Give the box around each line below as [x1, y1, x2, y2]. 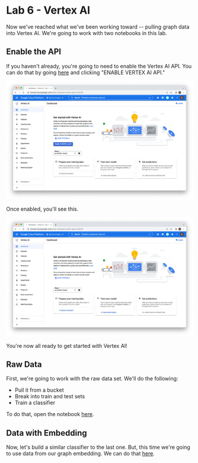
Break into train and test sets [14, 393, 85, 400]
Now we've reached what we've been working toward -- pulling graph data [6, 23, 190, 30]
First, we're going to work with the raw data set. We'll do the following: [6, 375, 178, 382]
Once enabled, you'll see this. [6, 205, 79, 213]
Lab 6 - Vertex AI [6, 4, 91, 17]
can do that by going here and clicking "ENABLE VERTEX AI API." [6, 69, 165, 76]
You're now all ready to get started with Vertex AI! [6, 342, 127, 349]
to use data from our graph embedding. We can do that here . [6, 450, 155, 457]
